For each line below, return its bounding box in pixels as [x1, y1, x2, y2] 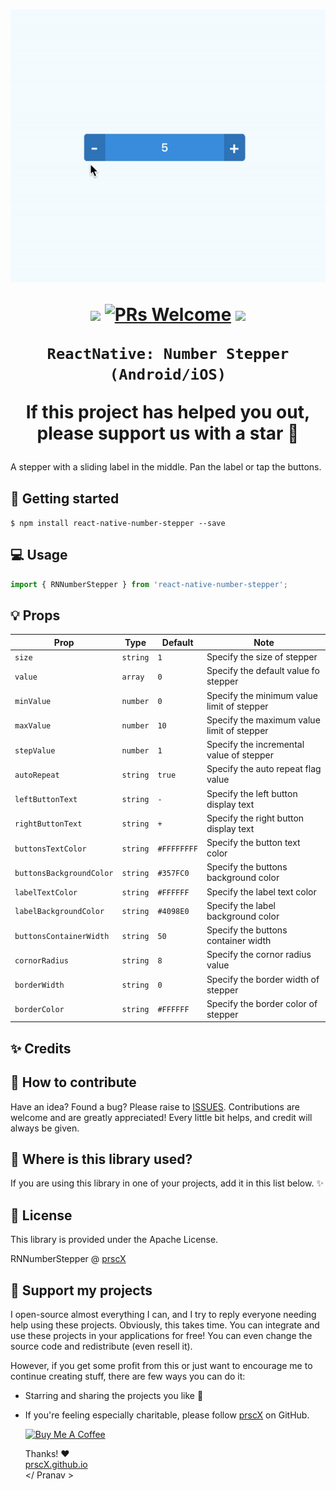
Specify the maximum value [206, 714, 321, 726]
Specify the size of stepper [206, 651, 318, 663]
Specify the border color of [206, 997, 318, 1009]
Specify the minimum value [206, 689, 318, 701]
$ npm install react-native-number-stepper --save [10, 518, 226, 528]
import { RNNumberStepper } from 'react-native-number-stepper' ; [10, 579, 288, 589]
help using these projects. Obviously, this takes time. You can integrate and [10, 1319, 320, 1331]
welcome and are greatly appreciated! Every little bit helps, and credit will [10, 1111, 313, 1123]
